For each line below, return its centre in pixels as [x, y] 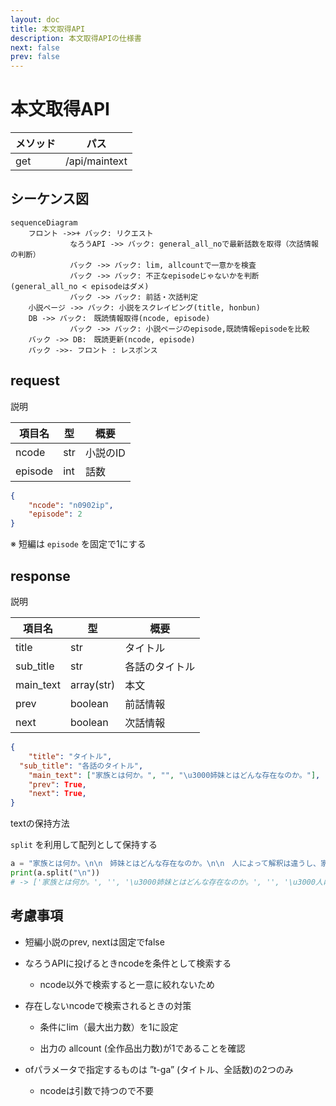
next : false [35, 47]
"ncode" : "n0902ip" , [71, 505]
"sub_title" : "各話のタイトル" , [81, 766]
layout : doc [35, 19]
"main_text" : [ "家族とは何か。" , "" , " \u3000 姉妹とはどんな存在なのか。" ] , [174, 775]
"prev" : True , [57, 784]
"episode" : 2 [55, 514]
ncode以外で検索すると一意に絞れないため [127, 984]
